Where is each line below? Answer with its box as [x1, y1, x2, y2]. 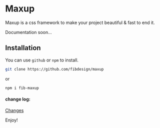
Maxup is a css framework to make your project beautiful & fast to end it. [5, 19, 155, 25]
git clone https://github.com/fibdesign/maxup [5, 66, 104, 71]
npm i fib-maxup [5, 85, 39, 90]
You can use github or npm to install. [5, 57, 79, 63]
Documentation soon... [5, 29, 52, 35]
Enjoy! [5, 117, 18, 123]
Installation [5, 43, 41, 52]
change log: [5, 96, 31, 102]
